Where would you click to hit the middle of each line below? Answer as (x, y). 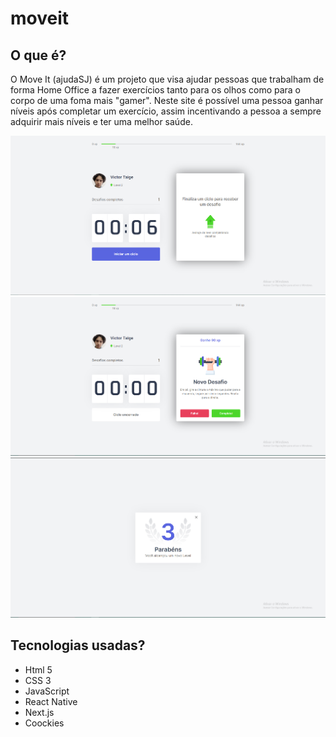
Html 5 (38, 669)
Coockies (44, 723)
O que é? (38, 55)
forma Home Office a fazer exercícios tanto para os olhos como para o (156, 90)
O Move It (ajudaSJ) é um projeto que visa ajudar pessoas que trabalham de (167, 79)
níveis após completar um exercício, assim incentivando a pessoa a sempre (166, 111)
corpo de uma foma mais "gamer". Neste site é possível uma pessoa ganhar (167, 100)
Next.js (39, 712)
